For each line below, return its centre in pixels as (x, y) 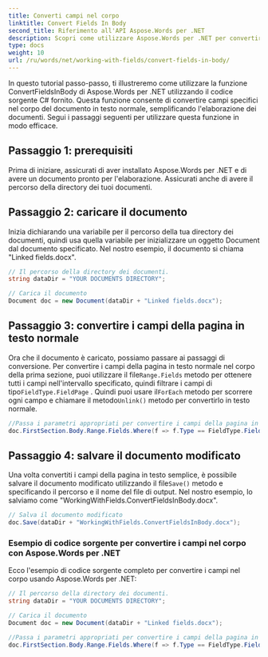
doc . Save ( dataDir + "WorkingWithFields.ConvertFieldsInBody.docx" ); (124, 523)
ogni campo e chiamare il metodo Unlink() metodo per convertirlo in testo (129, 400)
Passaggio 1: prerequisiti (71, 151)
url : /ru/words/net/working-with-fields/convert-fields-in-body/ (119, 61)
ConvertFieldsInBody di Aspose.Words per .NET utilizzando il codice (121, 91)
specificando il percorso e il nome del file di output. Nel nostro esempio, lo (130, 492)
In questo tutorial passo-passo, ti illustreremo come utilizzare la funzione (128, 83)
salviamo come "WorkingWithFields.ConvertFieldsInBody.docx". (113, 500)
